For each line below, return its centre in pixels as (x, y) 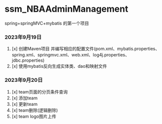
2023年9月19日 (23, 37)
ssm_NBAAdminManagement (66, 9)
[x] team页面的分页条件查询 (40, 92)
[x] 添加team (25, 98)
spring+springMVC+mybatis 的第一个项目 (47, 23)
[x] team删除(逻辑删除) (35, 110)
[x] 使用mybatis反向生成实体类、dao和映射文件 (59, 66)
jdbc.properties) (28, 60)
